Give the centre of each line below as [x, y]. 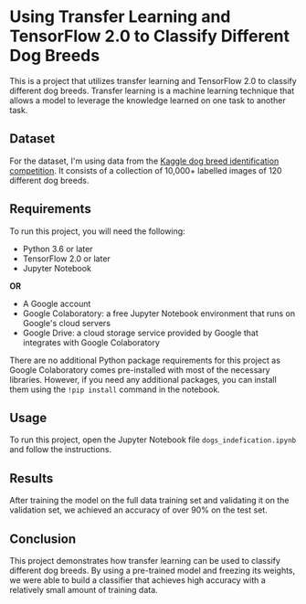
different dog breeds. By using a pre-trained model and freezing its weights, [153, 570]
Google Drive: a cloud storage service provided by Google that [140, 333]
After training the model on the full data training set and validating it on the [149, 501]
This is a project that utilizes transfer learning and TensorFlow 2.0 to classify [153, 80]
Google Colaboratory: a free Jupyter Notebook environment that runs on [158, 313]
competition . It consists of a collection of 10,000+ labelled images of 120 [146, 170]
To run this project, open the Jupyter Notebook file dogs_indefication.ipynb [153, 440]
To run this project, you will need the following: [97, 231]
